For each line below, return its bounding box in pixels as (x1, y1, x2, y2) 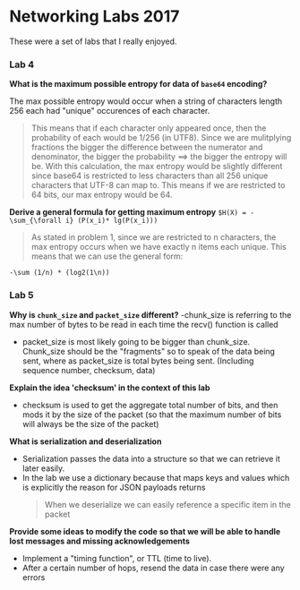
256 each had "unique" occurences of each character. (9, 106, 210, 116)
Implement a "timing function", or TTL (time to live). (21, 552, 212, 563)
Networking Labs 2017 (9, 6, 180, 27)
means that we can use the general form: (30, 251, 184, 261)
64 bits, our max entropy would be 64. (30, 190, 173, 201)
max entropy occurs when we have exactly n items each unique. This (30, 242, 287, 252)
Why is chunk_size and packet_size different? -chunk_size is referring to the (9, 309, 292, 320)
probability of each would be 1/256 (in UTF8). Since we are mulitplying (30, 133, 292, 143)
